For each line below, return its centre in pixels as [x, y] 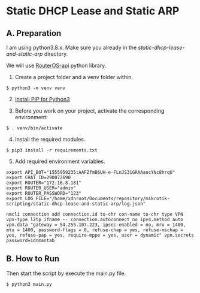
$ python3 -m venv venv [36, 88]
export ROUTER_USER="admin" [41, 188]
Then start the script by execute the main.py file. [66, 273]
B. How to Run [33, 259]
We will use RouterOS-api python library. [56, 65]
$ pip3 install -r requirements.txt [52, 150]
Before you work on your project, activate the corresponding [90, 111]
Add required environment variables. [60, 161]
